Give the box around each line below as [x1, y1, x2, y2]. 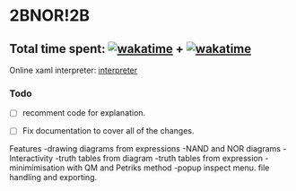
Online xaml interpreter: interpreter [9, 65, 138, 75]
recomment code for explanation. [22, 108, 146, 118]
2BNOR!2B [9, 5, 91, 26]
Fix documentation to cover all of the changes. [22, 126, 195, 136]
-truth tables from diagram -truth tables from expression [55, 153, 263, 164]
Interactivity [9, 153, 54, 164]
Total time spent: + [9, 41, 184, 56]
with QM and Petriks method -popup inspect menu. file [66, 162, 270, 173]
